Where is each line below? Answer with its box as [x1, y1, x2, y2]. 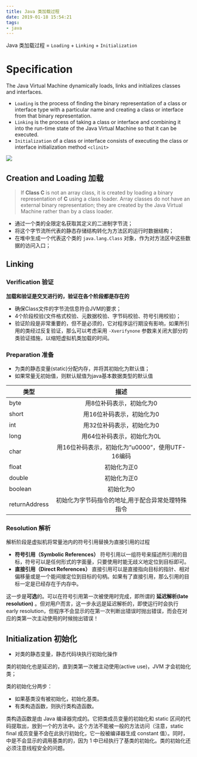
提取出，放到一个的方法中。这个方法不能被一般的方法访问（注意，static [11, 722, 184, 729]
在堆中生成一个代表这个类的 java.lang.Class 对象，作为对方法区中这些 [14, 235, 186, 242]
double [9, 474, 28, 482]
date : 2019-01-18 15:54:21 [6, 14, 72, 20]
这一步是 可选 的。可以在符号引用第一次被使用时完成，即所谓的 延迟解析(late [6, 593, 189, 600]
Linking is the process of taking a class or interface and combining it [14, 119, 181, 126]
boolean [9, 484, 32, 493]
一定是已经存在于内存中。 [19, 580, 82, 588]
